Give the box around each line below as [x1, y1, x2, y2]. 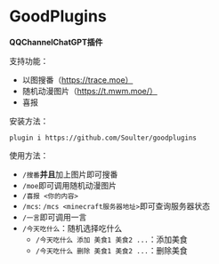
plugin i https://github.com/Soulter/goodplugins [9, 133, 198, 142]
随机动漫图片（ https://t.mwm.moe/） [21, 85, 158, 96]
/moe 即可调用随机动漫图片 [21, 180, 118, 190]
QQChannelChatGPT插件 [9, 36, 103, 47]
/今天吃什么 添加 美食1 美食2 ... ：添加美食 [35, 234, 188, 244]
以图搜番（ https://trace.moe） [21, 74, 134, 85]
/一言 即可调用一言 [21, 212, 87, 222]
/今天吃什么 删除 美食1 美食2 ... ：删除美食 [35, 244, 188, 255]
